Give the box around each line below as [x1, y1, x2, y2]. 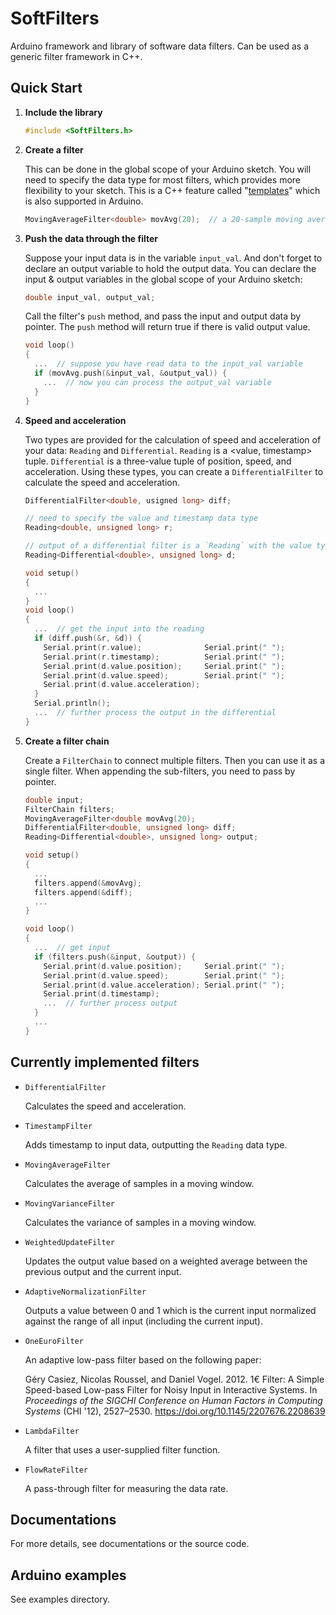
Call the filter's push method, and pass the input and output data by [24, 310, 302, 322]
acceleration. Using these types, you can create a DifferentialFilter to [24, 465, 324, 477]
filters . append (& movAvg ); [34, 878, 142, 888]
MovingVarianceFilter [24, 1198, 115, 1209]
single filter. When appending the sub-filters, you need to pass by [24, 765, 296, 777]
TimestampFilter [24, 1121, 93, 1131]
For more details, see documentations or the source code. [10, 1538, 250, 1550]
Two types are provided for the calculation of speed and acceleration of [24, 433, 322, 446]
